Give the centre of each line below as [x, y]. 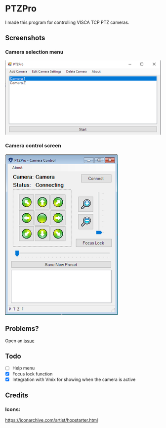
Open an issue [20, 341]
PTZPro [21, 9]
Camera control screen [33, 146]
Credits [17, 396]
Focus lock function [32, 374]
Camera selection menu [34, 52]
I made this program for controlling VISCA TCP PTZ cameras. [67, 22]
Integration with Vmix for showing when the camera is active [74, 379]
